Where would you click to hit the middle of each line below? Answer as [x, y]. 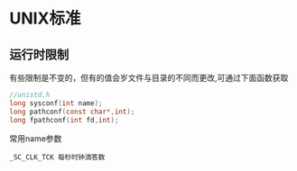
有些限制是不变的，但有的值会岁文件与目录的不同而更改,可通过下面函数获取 [149, 78]
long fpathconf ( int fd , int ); [64, 120]
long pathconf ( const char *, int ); [72, 112]
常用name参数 [36, 138]
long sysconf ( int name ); [56, 103]
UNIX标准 [45, 18]
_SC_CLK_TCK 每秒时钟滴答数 [57, 157]
